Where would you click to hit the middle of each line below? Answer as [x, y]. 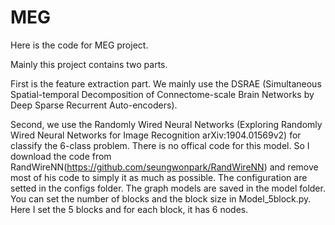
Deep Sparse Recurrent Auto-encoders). [94, 105]
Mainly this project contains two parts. [89, 64]
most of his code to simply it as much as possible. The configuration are [159, 177]
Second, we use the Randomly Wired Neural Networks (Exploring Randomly [166, 124]
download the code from [61, 156]
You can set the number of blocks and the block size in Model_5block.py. [161, 198]
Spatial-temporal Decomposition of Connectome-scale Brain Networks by [162, 94]
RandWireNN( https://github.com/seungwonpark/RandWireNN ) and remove [164, 167]
